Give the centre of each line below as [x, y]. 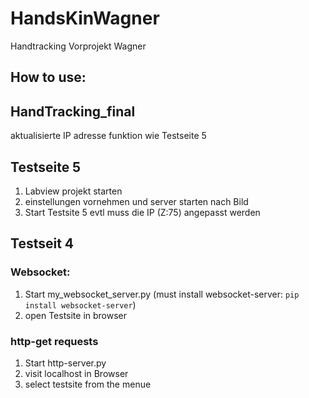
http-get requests [54, 341]
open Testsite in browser [76, 315]
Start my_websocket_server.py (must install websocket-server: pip [162, 294]
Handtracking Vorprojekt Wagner [78, 46]
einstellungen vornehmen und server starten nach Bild [136, 201]
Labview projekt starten [73, 191]
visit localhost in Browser [76, 373]
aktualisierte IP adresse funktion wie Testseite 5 [108, 136]
